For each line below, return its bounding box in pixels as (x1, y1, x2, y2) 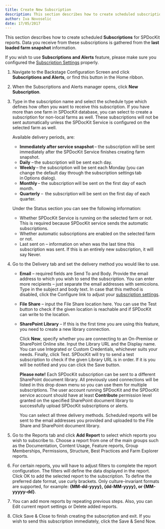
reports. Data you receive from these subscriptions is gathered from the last (5, 40, 160, 46)
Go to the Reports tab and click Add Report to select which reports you (12, 432, 156, 438)
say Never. (19, 252, 42, 258)
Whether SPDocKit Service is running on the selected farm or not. (19, 215, 153, 221)
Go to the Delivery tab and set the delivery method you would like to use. (12, 261, 160, 267)
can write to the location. (19, 312, 70, 318)
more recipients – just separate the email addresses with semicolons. (19, 281, 160, 287)
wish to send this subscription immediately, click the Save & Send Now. (12, 518, 156, 524)
